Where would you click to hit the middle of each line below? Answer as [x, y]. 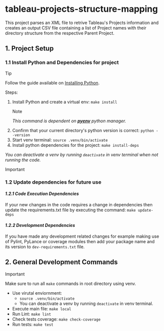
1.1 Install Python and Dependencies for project [62, 62]
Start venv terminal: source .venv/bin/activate [60, 140]
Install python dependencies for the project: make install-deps [76, 145]
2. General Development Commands [61, 262]
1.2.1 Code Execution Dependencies [42, 194]
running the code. [23, 160]
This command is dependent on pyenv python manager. [69, 121]
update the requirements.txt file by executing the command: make [70, 210]
